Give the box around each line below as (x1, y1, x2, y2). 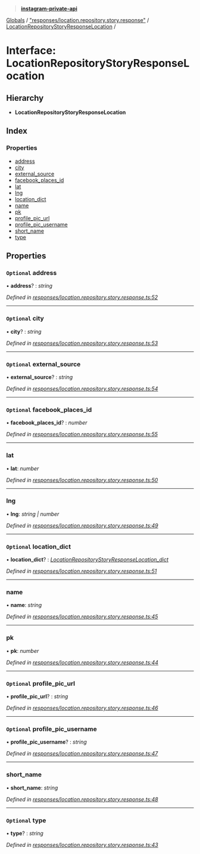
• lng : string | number (6, 510, 60, 517)
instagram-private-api (20, 5, 77, 12)
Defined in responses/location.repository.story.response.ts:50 (6, 476, 158, 483)
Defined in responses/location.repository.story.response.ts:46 (6, 704, 159, 712)
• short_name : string (6, 784, 58, 791)
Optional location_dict (6, 542, 71, 551)
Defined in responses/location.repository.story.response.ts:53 (6, 340, 158, 347)
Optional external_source (6, 360, 81, 368)
